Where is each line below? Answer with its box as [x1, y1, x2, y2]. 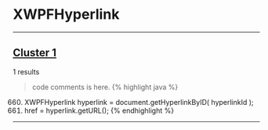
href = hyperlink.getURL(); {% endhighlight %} [24, 106, 175, 115]
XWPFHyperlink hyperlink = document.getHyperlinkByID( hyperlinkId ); [24, 97, 254, 107]
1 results [13, 67, 40, 76]
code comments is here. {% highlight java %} [31, 82, 179, 92]
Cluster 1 [13, 46, 57, 60]
